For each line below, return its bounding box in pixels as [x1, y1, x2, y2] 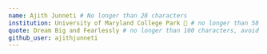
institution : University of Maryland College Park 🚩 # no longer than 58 [8, 19, 260, 27]
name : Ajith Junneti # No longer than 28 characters [8, 11, 188, 20]
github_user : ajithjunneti [8, 33, 98, 42]
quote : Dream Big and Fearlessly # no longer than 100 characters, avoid [8, 26, 260, 34]
